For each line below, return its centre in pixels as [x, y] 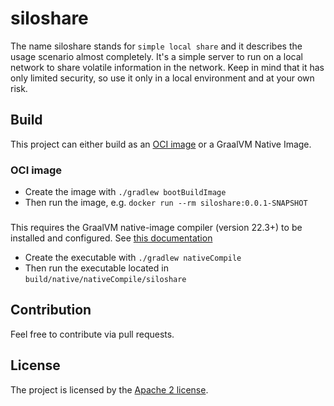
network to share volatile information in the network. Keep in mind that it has [167, 67]
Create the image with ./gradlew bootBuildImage [125, 192]
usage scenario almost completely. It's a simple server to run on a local [157, 56]
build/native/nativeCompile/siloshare [105, 279]
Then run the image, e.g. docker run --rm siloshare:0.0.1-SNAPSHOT [166, 203]
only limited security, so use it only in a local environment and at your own [162, 78]
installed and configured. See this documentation [111, 238]
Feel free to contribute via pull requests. [92, 334]
